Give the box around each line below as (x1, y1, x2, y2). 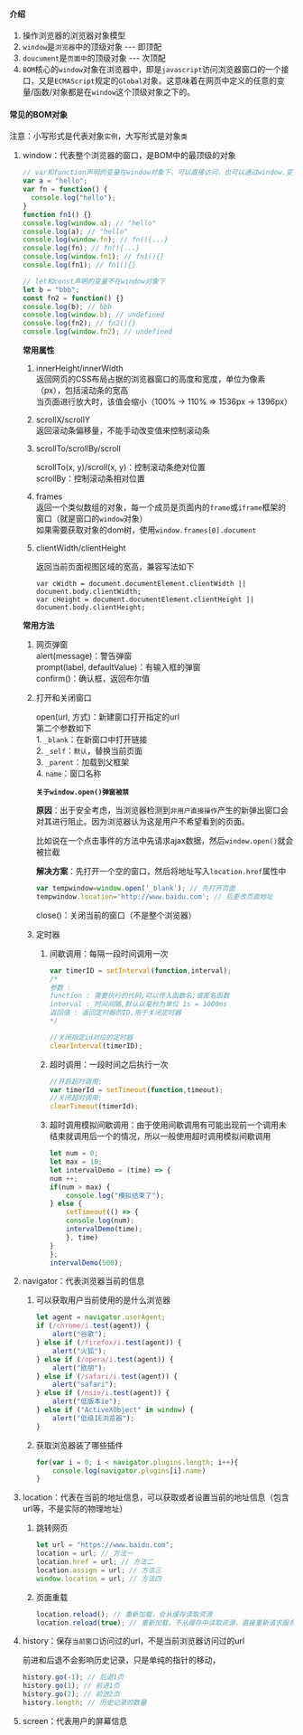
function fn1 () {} (22, 210, 92, 219)
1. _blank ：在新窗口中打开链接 (35, 734, 148, 745)
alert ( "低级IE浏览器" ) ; (52, 1413, 135, 1423)
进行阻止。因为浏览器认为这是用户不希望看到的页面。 (51, 816, 250, 827)
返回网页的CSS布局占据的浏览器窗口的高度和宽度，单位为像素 (35, 373, 266, 384)
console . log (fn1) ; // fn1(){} (22, 260, 137, 270)
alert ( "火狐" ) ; (52, 1346, 106, 1355)
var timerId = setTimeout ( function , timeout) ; (49, 1085, 224, 1094)
